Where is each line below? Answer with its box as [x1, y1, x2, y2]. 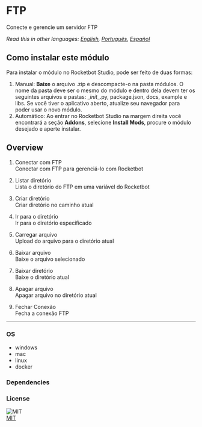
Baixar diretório [14, 267, 54, 274]
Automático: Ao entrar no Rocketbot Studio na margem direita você [14, 112, 182, 119]
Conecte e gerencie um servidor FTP [6, 23, 98, 31]
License [6, 394, 30, 402]
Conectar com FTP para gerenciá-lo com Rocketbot [14, 165, 144, 172]
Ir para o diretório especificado [14, 219, 92, 226]
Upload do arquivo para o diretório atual [14, 237, 114, 245]
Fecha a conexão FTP [14, 310, 69, 317]
